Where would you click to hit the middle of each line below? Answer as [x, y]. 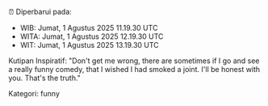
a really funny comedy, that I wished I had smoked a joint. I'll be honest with [134, 69]
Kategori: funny [34, 93]
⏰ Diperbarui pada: [40, 12]
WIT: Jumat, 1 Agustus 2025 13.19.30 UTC [89, 45]
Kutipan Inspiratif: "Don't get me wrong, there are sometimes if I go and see [134, 61]
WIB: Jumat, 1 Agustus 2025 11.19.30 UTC [89, 28]
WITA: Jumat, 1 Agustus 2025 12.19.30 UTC [92, 36]
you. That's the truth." [44, 78]
